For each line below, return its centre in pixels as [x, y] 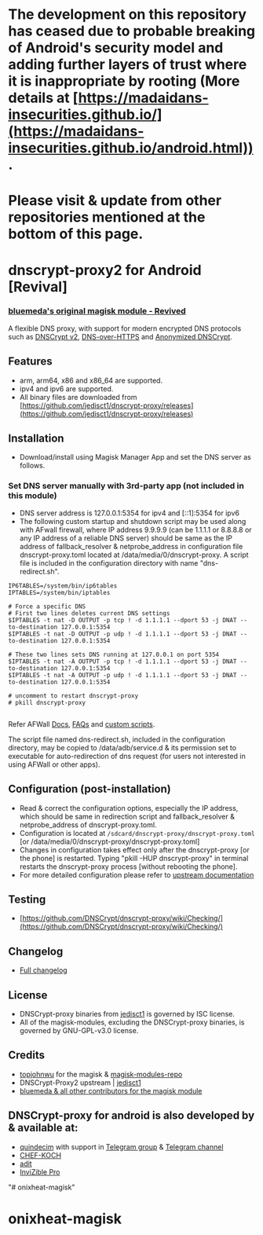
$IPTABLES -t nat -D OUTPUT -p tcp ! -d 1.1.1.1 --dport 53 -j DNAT [122, 620]
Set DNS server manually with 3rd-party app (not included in [126, 486]
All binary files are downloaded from [78, 397]
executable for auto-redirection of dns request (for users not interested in [127, 756]
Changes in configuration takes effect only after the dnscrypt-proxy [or [134, 849]
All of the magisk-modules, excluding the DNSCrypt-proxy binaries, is [132, 1022]
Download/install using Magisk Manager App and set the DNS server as [135, 457]
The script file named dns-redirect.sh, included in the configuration [117, 739]
